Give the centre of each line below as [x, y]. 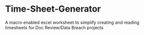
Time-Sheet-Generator [53, 9]
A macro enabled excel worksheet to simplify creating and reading [72, 22]
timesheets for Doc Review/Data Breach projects [54, 27]
